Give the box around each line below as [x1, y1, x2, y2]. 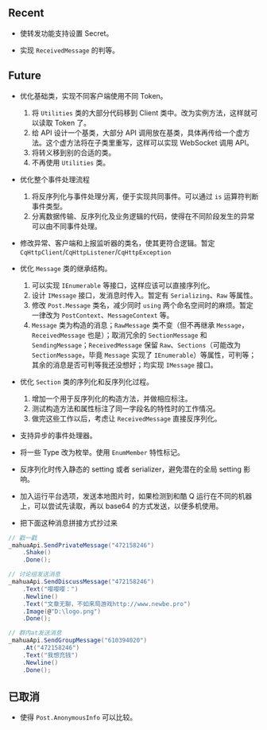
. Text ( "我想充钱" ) [22, 651, 79, 659]
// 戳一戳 [8, 534, 37, 542]
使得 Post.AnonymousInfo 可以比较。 [19, 713, 137, 722]
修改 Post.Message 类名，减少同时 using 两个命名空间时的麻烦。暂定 [31, 300, 254, 309]
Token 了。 [54, 118, 91, 127]
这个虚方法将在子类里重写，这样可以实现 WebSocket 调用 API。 [45, 138, 254, 147]
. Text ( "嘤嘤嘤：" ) [22, 584, 79, 593]
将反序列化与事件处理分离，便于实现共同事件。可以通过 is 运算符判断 [31, 191, 259, 201]
